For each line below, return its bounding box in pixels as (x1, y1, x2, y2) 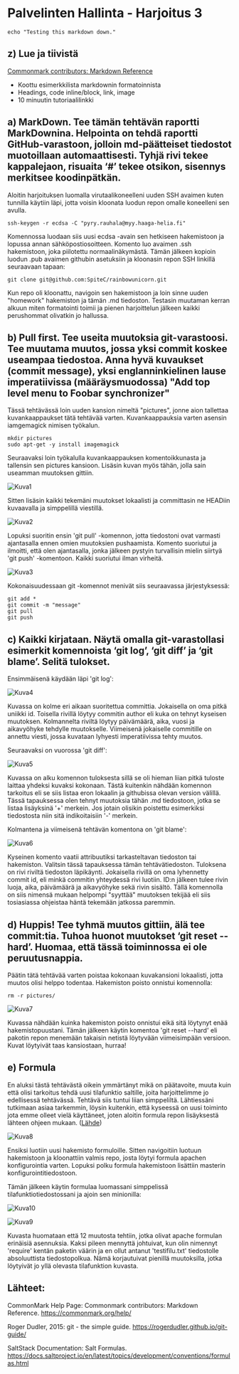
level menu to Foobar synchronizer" (7, 387, 170, 399)
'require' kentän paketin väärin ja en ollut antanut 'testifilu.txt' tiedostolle (7, 1246, 219, 1255)
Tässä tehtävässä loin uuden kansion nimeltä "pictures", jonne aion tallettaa (7, 406, 229, 415)
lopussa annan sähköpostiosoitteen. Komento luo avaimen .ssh (7, 240, 192, 248)
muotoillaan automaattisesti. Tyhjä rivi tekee (7, 149, 208, 161)
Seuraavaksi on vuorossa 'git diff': (7, 746, 107, 755)
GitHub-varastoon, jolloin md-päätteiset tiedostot (7, 139, 232, 151)
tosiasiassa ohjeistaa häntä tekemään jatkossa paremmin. (7, 898, 176, 907)
